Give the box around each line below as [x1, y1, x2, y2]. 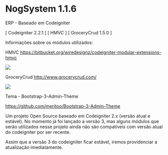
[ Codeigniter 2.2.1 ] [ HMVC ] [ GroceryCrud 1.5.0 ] [5, 29, 112, 35]
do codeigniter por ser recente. [5, 129, 71, 135]
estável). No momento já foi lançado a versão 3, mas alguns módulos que [5, 118, 159, 124]
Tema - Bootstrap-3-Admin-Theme [5, 93, 78, 99]
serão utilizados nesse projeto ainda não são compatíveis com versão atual [5, 124, 163, 130]
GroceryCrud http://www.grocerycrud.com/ [5, 74, 97, 80]
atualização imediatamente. [5, 144, 63, 150]
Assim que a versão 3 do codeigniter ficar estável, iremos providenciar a [5, 139, 158, 145]
